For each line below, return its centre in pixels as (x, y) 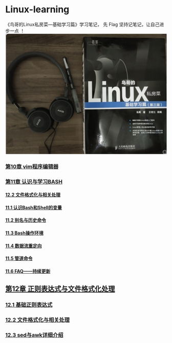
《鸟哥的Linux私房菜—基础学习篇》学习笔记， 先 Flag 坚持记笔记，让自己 (82, 24)
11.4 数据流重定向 (24, 246)
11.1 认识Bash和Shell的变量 (34, 207)
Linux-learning (37, 10)
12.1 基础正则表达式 (29, 305)
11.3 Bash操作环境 (24, 233)
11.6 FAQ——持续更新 (28, 271)
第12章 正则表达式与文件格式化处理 (60, 289)
